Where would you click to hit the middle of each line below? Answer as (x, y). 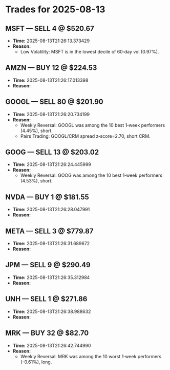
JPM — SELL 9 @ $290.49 (48, 265)
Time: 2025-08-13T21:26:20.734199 (51, 114)
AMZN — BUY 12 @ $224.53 (51, 68)
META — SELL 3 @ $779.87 (49, 231)
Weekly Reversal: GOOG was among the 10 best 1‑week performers (91, 175)
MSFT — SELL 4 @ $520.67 (50, 29)
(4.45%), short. (36, 131)
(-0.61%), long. (36, 362)
